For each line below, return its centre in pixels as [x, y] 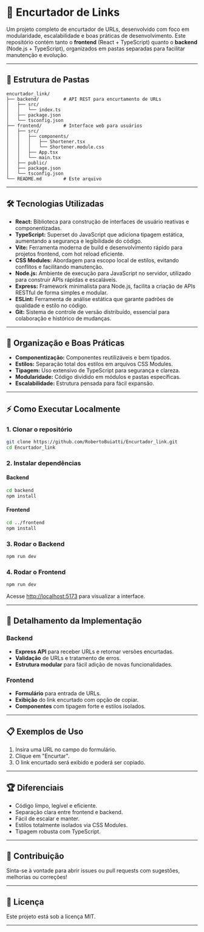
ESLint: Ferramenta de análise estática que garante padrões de [94, 299]
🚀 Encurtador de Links [63, 12]
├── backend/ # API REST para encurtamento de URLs [84, 99]
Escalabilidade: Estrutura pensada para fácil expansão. [85, 383]
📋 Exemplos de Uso [45, 732]
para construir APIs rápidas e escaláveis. [66, 279]
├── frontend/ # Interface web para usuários [74, 126]
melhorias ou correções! [37, 877]
